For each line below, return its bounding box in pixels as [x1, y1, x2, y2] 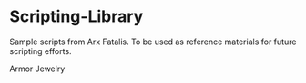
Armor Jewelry [9, 63, 66, 74]
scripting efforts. [9, 45, 72, 56]
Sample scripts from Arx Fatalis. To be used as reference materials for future [9, 36, 297, 47]
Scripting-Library [9, 6, 144, 27]
